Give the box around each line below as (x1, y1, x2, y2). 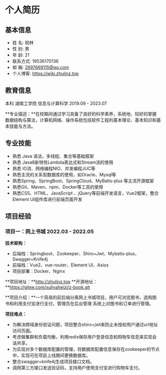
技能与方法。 (9, 123, 36, 129)
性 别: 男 (12, 46, 30, 52)
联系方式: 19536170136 (12, 58, 59, 64)
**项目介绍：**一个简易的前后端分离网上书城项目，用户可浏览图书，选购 (5, 295, 153, 300)
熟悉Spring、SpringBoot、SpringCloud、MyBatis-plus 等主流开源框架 (12, 178, 154, 184)
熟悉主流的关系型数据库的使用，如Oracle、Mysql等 (12, 171, 117, 178)
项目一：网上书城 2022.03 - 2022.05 (5, 228, 94, 235)
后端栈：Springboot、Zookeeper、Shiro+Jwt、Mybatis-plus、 (12, 251, 139, 257)
